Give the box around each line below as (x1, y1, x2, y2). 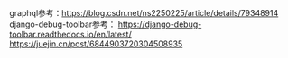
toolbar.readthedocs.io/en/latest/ (9, 29, 133, 39)
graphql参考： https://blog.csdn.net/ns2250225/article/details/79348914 (9, 8, 279, 18)
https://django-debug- (117, 19, 202, 29)
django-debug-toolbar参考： (9, 19, 116, 29)
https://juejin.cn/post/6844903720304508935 (9, 38, 183, 49)
